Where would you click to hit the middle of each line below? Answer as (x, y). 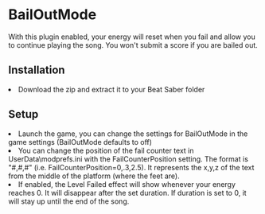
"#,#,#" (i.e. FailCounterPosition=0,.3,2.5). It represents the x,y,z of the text (131, 167)
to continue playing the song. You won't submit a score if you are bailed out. (133, 45)
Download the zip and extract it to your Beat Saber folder (112, 89)
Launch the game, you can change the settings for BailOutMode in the (133, 134)
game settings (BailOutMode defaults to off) (80, 142)
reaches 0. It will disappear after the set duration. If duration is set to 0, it (127, 193)
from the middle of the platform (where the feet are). (94, 176)
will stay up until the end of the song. (69, 201)
